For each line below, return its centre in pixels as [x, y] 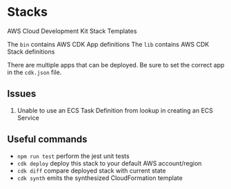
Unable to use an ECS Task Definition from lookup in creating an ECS [115, 110]
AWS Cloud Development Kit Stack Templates [72, 31]
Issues [22, 94]
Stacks [28, 12]
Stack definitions [31, 52]
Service [28, 118]
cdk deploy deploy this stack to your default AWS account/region [109, 163]
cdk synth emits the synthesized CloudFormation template [100, 178]
